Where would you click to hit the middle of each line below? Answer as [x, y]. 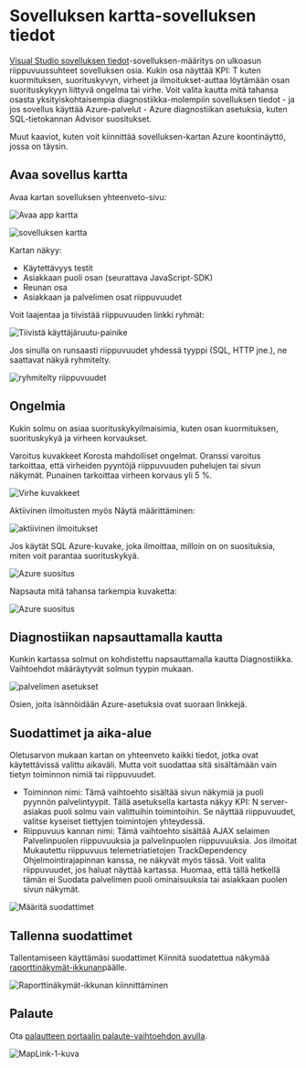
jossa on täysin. [39, 146]
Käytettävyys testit [58, 268]
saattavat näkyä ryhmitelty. [60, 360]
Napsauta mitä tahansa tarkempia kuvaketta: [94, 591]
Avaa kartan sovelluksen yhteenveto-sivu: [88, 196]
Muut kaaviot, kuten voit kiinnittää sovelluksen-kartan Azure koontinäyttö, [148, 136]
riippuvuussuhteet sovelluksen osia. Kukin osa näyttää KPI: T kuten [136, 70]
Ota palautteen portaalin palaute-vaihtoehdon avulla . [109, 1036]
